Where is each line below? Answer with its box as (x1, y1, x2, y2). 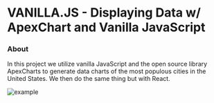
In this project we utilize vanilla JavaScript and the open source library (7, 60, 208, 68)
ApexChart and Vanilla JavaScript (7, 19, 206, 35)
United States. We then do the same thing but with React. (7, 75, 171, 83)
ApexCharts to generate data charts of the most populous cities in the (7, 67, 206, 75)
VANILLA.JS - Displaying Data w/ (7, 5, 201, 21)
